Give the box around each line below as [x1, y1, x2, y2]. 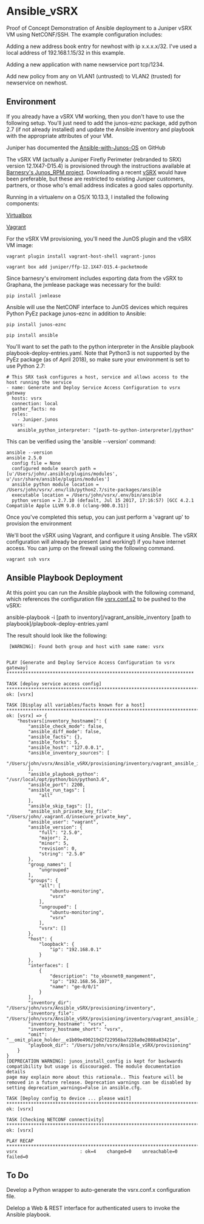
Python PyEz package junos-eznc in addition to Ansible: [6, 310, 147, 317]
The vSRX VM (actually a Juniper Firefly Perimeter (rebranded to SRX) [6, 156, 182, 163]
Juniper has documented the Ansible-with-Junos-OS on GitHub [6, 144, 166, 151]
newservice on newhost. [6, 79, 68, 86]
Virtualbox [6, 211, 32, 219]
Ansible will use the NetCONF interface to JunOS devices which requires [6, 303, 188, 310]
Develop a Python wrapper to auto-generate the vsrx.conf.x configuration [6, 1186, 191, 1194]
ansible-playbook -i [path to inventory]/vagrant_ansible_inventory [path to [6, 614, 191, 621]
